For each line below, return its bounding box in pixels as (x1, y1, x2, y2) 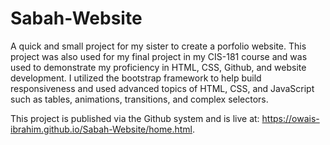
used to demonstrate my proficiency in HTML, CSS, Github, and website (10, 61, 307, 73)
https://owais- (261, 112, 320, 124)
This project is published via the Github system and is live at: (10, 112, 260, 124)
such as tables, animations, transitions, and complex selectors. (10, 93, 269, 105)
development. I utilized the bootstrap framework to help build (10, 72, 262, 84)
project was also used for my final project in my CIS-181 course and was (10, 50, 308, 62)
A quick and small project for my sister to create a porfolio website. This (10, 40, 307, 52)
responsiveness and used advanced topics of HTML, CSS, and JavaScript (10, 82, 315, 94)
